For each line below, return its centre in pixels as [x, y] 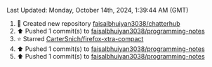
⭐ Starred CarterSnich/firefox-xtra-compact [80, 39]
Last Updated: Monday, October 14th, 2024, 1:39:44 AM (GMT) [98, 10]
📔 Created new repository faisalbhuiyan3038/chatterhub [98, 23]
